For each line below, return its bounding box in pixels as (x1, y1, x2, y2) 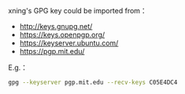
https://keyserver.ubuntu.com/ (19, 38, 119, 48)
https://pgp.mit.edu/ (19, 47, 85, 56)
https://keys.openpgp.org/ (19, 30, 105, 39)
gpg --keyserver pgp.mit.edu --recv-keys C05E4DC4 (8, 78, 178, 86)
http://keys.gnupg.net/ (19, 22, 93, 31)
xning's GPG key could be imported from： (8, 6, 147, 15)
